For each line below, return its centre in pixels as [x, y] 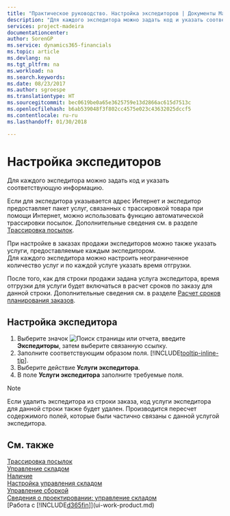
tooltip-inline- [200, 353]
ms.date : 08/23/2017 [37, 84]
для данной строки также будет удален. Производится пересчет [102, 409]
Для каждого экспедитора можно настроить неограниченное [98, 258]
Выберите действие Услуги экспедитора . [78, 368]
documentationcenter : [38, 33]
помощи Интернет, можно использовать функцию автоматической [105, 216]
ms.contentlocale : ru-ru [42, 115]
